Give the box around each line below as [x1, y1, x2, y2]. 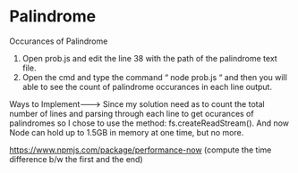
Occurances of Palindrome [9, 36, 108, 46]
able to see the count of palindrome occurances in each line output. [21, 81, 273, 92]
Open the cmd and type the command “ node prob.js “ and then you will [21, 71, 288, 82]
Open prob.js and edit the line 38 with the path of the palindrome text [21, 53, 277, 63]
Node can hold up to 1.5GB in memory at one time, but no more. [9, 127, 244, 137]
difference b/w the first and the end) [9, 153, 143, 164]
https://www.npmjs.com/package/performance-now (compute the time [9, 144, 272, 155]
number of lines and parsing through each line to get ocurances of [9, 108, 254, 119]
